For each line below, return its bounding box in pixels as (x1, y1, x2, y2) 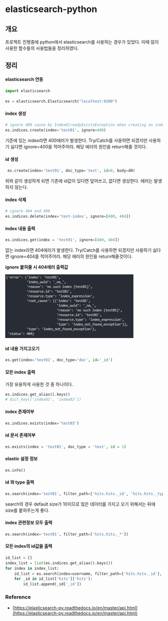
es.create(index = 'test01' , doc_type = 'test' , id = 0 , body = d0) (7, 168, 135, 174)
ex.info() (5, 468, 26, 473)
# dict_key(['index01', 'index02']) (5, 397, 81, 402)
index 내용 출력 (5, 225, 35, 231)
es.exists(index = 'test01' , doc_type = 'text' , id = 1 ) (5, 444, 126, 449)
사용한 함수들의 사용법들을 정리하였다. (5, 45, 79, 51)
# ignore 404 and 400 (5, 209, 50, 214)
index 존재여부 (5, 408, 34, 414)
